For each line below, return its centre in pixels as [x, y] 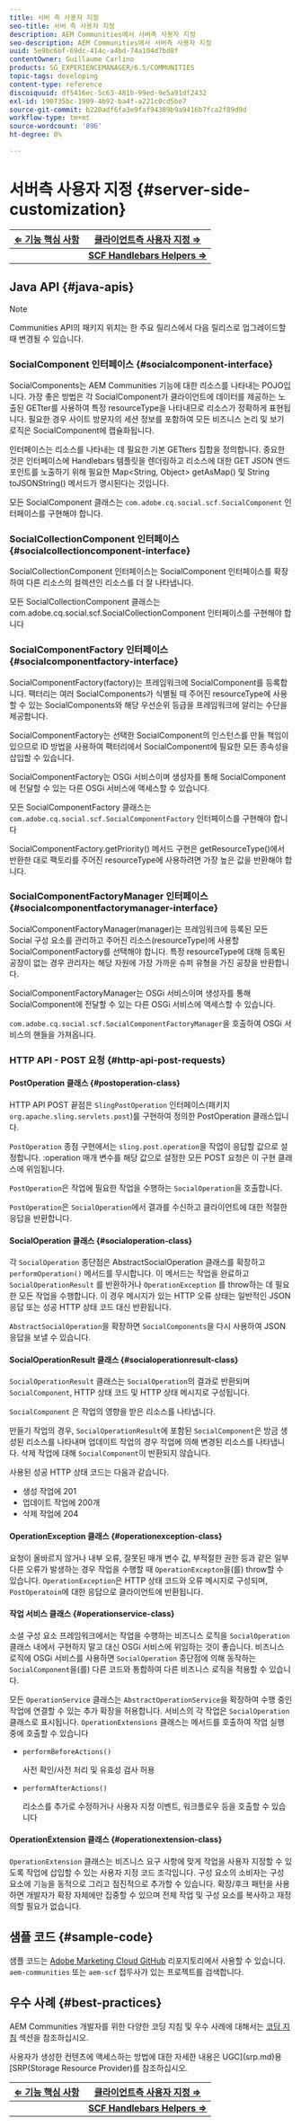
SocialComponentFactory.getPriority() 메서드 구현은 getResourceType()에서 [147, 848]
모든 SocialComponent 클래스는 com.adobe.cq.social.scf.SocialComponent [146, 502]
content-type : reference [56, 84]
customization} [68, 210]
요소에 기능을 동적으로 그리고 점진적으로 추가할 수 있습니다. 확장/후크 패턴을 [142, 1883]
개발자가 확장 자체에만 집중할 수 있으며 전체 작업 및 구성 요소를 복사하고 [150, 1895]
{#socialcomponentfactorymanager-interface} [114, 908]
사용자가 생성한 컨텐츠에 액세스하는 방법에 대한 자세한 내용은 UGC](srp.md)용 [146, 2056]
